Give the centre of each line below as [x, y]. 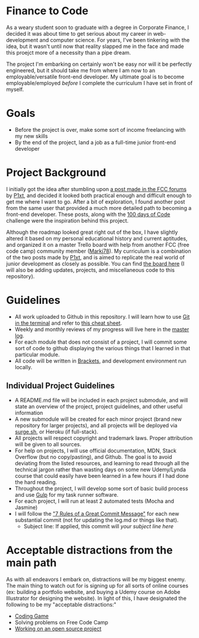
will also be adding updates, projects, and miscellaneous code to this [91, 270]
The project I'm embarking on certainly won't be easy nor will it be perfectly [99, 64]
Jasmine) [26, 507]
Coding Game [31, 616]
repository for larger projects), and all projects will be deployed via [96, 425]
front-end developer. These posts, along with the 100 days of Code [88, 214]
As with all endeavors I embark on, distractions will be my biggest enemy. [96, 579]
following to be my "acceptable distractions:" [61, 604]
